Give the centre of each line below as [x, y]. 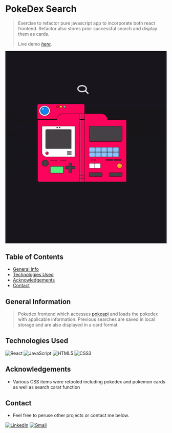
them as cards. [34, 34]
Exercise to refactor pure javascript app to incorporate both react [86, 23]
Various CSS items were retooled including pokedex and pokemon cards [89, 381]
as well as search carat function [46, 387]
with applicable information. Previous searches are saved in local [86, 319]
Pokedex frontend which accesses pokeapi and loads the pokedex [88, 314]
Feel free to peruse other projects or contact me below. [71, 416]
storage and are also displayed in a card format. [68, 325]
